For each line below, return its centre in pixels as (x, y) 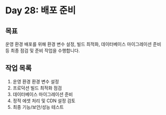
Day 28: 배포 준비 (41, 10)
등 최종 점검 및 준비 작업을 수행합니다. (43, 51)
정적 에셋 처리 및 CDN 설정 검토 (44, 101)
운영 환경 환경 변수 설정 (36, 81)
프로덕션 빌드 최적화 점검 (37, 88)
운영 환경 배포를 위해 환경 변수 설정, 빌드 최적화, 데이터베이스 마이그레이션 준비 (83, 44)
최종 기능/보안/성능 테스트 (38, 107)
